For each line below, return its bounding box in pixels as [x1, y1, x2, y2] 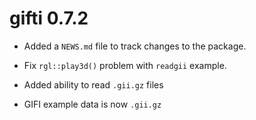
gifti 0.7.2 [9, 7, 89, 30]
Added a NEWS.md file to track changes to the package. [23, 40, 247, 52]
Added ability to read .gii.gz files [23, 78, 164, 91]
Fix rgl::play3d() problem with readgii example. [23, 59, 227, 71]
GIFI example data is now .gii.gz [23, 98, 162, 110]
